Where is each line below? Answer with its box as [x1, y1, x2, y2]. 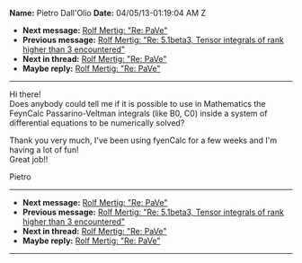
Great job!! [9, 154, 49, 164]
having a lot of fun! [9, 145, 79, 155]
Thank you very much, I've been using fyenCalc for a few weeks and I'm [9, 135, 277, 145]
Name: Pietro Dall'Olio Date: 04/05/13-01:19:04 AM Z [9, 8, 207, 18]
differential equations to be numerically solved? [9, 118, 185, 128]
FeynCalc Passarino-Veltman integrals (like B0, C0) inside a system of [9, 108, 268, 118]
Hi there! [9, 89, 41, 100]
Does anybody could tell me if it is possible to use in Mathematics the [9, 99, 266, 109]
